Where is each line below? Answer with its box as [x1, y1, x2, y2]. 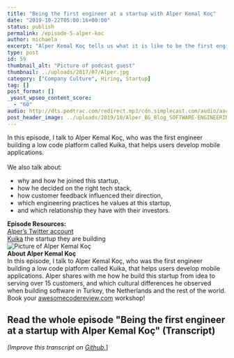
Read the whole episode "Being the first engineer [7, 314, 226, 326]
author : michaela [7, 36, 58, 43]
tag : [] [7, 82, 30, 89]
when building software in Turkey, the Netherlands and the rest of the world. [7, 286, 226, 294]
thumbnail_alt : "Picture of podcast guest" [7, 62, 136, 69]
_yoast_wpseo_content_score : [7, 95, 92, 102]
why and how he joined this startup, [17, 176, 120, 185]
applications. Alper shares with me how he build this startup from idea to [7, 271, 216, 280]
